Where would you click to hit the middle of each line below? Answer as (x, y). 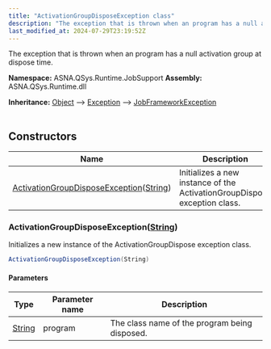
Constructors (43, 136)
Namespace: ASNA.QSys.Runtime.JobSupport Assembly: (106, 78)
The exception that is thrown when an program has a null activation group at (135, 54)
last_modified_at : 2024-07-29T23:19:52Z (77, 31)
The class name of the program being (181, 322)
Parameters (28, 278)
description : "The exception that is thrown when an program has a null (133, 23)
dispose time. (31, 62)
